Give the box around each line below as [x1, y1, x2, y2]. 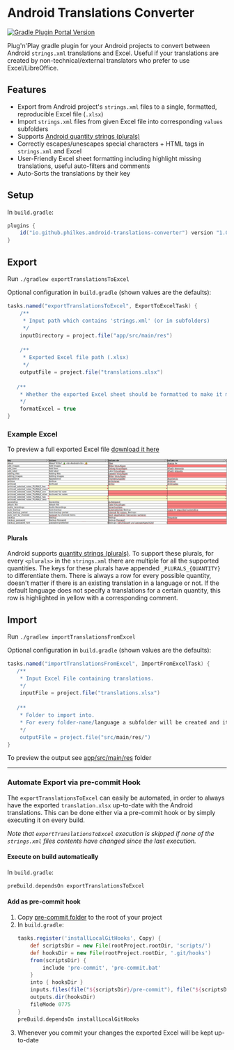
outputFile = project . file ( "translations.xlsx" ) [19, 368, 164, 376]
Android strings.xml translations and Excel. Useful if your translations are [7, 49, 219, 57]
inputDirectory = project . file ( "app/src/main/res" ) [19, 332, 173, 339]
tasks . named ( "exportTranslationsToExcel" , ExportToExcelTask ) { [7, 303, 198, 310]
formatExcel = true [19, 406, 77, 413]
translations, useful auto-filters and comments [17, 162, 150, 170]
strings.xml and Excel [17, 146, 82, 155]
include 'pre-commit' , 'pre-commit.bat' [42, 964, 162, 971]
